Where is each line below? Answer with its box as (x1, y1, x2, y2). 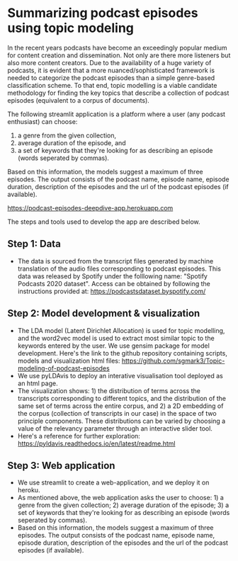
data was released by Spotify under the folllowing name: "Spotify (17, 271, 208, 280)
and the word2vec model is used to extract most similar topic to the (17, 334, 215, 342)
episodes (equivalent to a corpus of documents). (7, 96, 150, 104)
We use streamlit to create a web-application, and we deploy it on (17, 478, 210, 487)
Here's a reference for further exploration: (17, 431, 140, 440)
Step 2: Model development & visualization (7, 307, 200, 319)
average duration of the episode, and (17, 138, 126, 147)
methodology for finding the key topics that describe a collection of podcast (7, 89, 229, 97)
